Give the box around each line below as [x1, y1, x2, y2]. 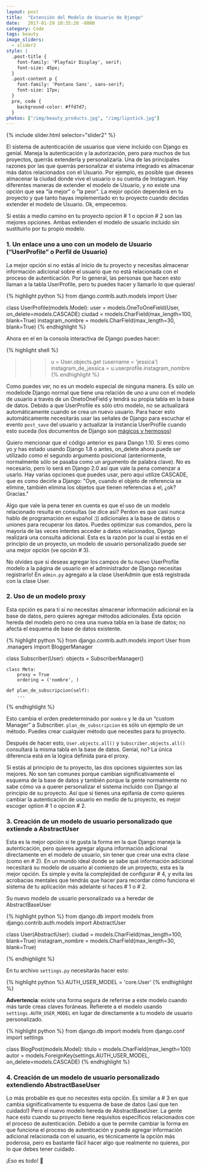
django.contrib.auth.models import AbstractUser [6, 919, 126, 926]
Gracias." [6, 490, 29, 497]
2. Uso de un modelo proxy [6, 592, 86, 600]
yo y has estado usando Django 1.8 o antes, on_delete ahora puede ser [6, 445, 181, 452]
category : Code [6, 25, 44, 32]
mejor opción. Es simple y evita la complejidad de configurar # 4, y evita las [6, 870, 193, 878]
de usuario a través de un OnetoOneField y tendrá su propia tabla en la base [6, 395, 195, 402]
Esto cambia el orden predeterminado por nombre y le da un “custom [6, 715, 175, 722]
